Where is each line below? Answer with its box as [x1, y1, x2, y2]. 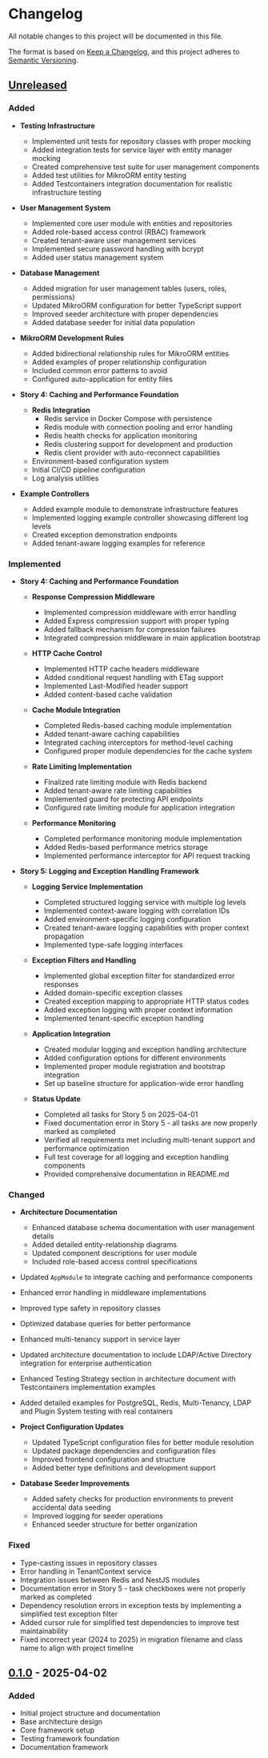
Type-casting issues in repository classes [19, 1558, 158, 1567]
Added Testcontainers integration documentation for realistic [31, 179, 233, 188]
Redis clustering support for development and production [43, 439, 234, 449]
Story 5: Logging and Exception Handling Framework [19, 866, 200, 875]
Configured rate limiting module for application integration [43, 803, 235, 812]
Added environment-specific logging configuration [43, 914, 211, 923]
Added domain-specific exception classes [43, 988, 183, 997]
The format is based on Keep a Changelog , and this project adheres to [8, 46, 240, 56]
